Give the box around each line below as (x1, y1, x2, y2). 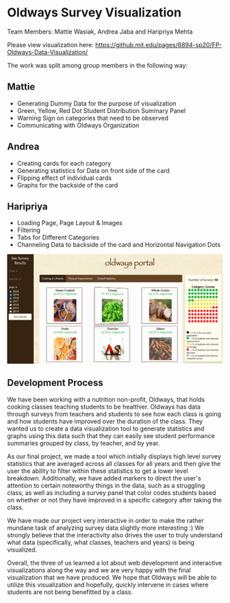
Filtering (16, 226, 41, 234)
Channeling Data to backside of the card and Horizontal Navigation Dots (16, 241, 221, 249)
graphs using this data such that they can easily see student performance (7, 431, 216, 439)
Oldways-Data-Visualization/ (7, 48, 88, 56)
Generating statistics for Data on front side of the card (16, 166, 170, 175)
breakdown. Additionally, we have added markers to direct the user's (7, 474, 201, 482)
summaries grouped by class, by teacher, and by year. (7, 439, 160, 447)
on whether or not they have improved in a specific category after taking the (7, 496, 222, 504)
